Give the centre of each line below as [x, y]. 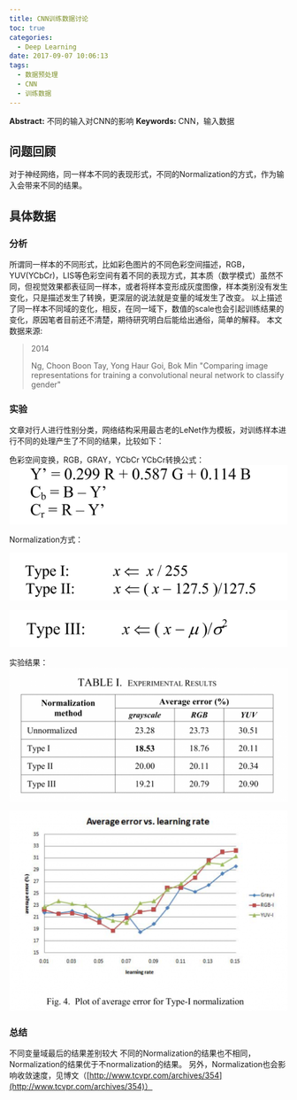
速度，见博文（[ [61, 1075]
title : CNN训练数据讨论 [49, 19]
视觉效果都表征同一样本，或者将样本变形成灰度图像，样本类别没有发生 [160, 287]
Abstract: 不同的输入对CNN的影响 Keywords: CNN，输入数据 [122, 120]
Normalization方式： [46, 539]
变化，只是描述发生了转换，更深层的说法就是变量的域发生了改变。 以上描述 [146, 298]
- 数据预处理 [38, 75]
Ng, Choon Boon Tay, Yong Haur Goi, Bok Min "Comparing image [149, 366]
